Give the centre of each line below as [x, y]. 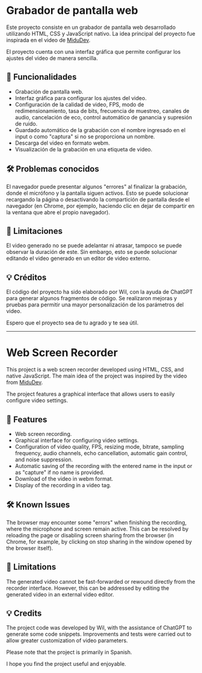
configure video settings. [37, 400]
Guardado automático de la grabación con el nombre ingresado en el [100, 130]
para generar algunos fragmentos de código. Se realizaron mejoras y [92, 299]
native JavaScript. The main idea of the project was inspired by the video [97, 376]
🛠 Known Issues [38, 505]
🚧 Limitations [31, 567]
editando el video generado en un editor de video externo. [78, 258]
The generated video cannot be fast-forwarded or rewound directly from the [101, 581]
